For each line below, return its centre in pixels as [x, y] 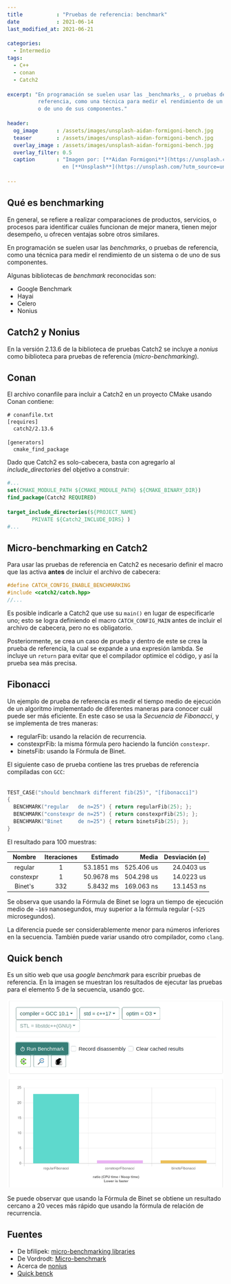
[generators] [26, 443]
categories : [24, 44]
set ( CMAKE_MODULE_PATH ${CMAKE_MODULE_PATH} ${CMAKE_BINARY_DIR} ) [104, 491]
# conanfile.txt [30, 415]
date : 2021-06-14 [51, 22]
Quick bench [35, 958]
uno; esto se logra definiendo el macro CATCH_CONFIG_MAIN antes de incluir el [114, 620]
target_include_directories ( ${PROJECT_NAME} [72, 512]
